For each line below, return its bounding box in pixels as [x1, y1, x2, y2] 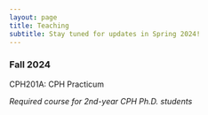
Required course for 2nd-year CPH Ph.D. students [9, 96, 193, 106]
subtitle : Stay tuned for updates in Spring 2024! [9, 29, 201, 38]
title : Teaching [9, 21, 69, 30]
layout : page [9, 12, 58, 22]
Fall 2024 [9, 58, 52, 71]
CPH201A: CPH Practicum [9, 79, 105, 89]
